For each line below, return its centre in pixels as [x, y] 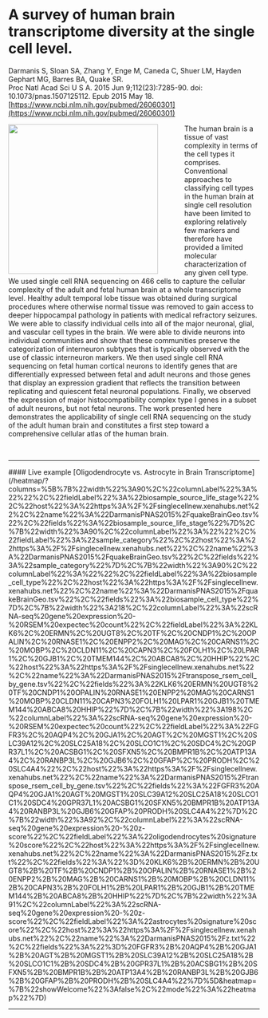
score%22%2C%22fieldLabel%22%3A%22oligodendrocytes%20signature [132, 836]
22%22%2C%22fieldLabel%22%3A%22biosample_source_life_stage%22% [134, 497]
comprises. [203, 162]
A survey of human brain [92, 15]
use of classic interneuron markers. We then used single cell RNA [116, 357]
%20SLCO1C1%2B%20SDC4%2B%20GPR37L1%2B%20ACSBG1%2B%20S [133, 964]
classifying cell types [219, 187]
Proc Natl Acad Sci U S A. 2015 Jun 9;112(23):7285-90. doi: [106, 87]
